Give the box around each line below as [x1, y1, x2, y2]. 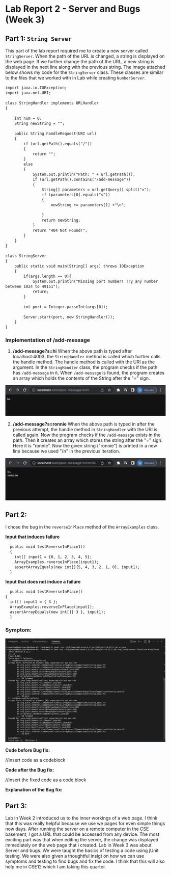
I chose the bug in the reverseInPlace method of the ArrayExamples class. [5, 523, 159, 530]
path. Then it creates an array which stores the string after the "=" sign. [12, 437, 163, 443]
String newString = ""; [14, 121, 65, 126]
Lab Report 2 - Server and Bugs [5, 3, 140, 15]
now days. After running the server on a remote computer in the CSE [5, 826, 149, 832]
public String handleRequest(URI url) [14, 131, 97, 136]
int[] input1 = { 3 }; [10, 599, 58, 604]
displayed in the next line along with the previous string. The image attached [5, 64, 165, 70]
